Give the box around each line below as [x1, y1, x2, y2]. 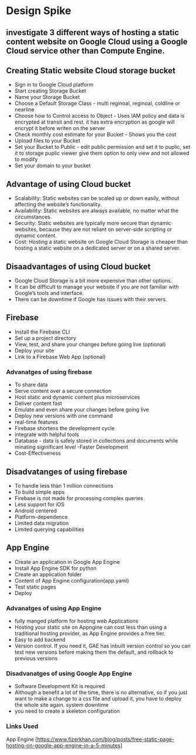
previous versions [14, 655, 58, 662]
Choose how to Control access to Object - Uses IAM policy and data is [14, 113, 185, 120]
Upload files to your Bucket [14, 137, 81, 144]
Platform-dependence [14, 513, 68, 520]
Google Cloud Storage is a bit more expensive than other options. [14, 277, 173, 284]
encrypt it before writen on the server [14, 125, 105, 132]
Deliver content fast [14, 400, 63, 407]
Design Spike [6, 4, 71, 18]
